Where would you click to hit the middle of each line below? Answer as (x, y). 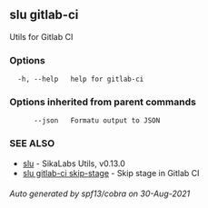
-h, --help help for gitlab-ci (81, 79)
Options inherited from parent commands (103, 102)
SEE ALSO (32, 144)
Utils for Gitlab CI (41, 36)
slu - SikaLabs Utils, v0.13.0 (74, 163)
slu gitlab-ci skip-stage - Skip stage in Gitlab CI (111, 173)
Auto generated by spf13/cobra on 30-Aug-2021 (100, 193)
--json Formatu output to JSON (97, 121)
